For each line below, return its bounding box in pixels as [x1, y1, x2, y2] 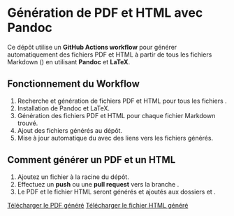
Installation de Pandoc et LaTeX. [17, 103, 110, 113]
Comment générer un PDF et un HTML [7, 154, 176, 166]
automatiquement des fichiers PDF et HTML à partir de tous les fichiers [7, 50, 212, 59]
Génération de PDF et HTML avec [7, 5, 203, 21]
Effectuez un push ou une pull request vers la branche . [17, 180, 180, 188]
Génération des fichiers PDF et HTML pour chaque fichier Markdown [17, 111, 216, 120]
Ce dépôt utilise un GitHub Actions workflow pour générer [7, 43, 177, 51]
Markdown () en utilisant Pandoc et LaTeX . [7, 57, 131, 66]
